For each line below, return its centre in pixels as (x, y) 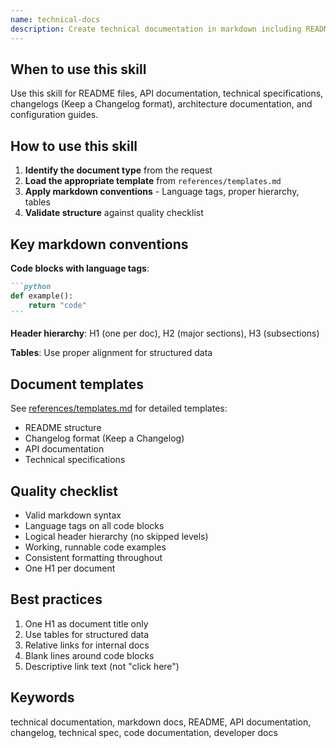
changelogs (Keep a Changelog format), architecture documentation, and (161, 104)
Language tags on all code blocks (94, 526)
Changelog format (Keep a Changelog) (104, 438)
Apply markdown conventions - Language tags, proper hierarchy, (162, 192)
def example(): (42, 296)
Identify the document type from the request (118, 170)
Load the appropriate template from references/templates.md (153, 181)
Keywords (42, 697)
